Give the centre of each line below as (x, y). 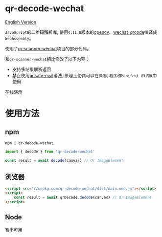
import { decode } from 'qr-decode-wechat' (50, 151)
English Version (21, 22)
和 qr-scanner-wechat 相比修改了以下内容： (47, 59)
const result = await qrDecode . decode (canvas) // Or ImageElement (83, 198)
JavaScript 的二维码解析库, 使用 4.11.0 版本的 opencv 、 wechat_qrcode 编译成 (81, 32)
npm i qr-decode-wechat (29, 143)
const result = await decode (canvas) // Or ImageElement (64, 160)
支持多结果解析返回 (32, 69)
